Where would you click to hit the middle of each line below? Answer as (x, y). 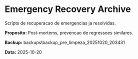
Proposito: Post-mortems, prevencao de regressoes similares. (69, 32)
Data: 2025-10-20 (23, 52)
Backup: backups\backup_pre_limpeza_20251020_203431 (65, 42)
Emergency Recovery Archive (68, 9)
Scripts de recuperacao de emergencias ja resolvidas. (60, 23)
